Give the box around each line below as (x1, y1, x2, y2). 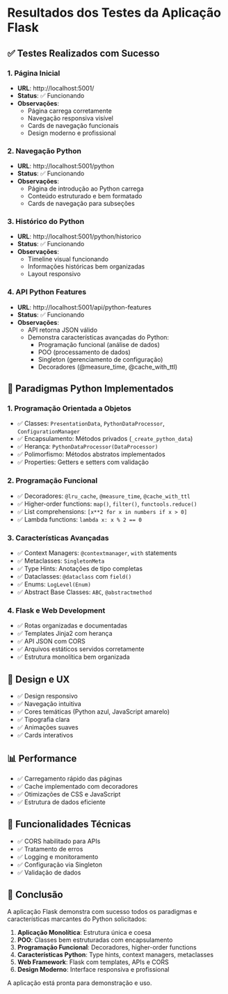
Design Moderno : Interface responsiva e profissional (17, 965, 170, 973)
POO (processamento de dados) (38, 348, 131, 356)
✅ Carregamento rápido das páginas (17, 774, 123, 783)
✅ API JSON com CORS (17, 637, 85, 646)
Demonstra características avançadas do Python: (27, 332, 169, 342)
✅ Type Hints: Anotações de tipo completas (17, 565, 143, 573)
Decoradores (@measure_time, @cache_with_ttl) (38, 362, 178, 371)
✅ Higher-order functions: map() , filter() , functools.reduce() (17, 499, 197, 508)
